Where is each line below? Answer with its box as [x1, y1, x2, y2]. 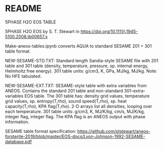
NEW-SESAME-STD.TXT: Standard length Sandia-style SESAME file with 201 [5, 57, 159, 63]
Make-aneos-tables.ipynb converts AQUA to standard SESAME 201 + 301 [5, 43, 152, 49]
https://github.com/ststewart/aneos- [77, 128, 151, 134]
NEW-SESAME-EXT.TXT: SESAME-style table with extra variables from [5, 82, 147, 88]
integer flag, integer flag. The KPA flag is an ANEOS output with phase [5, 113, 146, 119]
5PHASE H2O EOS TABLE [5, 19, 56, 25]
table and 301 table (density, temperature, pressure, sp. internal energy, [5, 63, 149, 69]
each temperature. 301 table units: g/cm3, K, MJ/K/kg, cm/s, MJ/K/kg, [5, 108, 145, 114]
